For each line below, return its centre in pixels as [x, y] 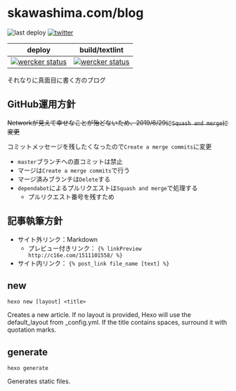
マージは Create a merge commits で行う [74, 170]
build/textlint [102, 49]
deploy [39, 49]
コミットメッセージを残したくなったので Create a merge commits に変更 [110, 147]
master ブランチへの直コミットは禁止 [70, 161]
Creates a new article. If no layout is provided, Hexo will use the [99, 315]
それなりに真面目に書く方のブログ [57, 80]
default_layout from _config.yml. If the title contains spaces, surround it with [117, 323]
